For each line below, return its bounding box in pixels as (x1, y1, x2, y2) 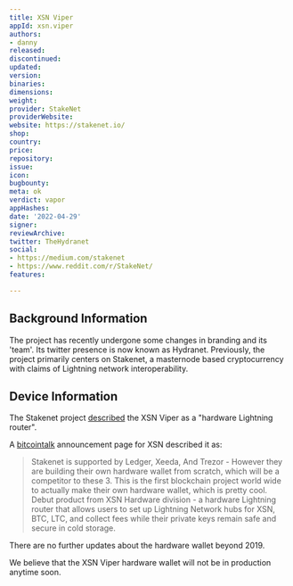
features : (9, 270, 46, 279)
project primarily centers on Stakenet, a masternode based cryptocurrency (9, 353, 284, 364)
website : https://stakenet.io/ (9, 121, 126, 130)
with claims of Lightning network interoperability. (9, 363, 189, 374)
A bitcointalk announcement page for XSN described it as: (9, 439, 223, 450)
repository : (9, 153, 53, 163)
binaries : (9, 79, 46, 88)
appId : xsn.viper (9, 21, 74, 30)
